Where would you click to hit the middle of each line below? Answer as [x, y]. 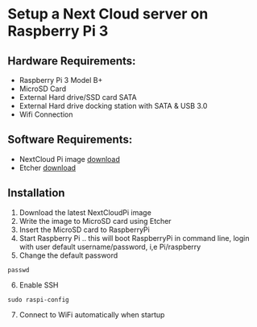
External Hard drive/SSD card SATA [78, 97]
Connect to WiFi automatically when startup [92, 314]
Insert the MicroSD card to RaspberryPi [84, 230]
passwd [19, 270]
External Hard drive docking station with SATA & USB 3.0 [113, 106]
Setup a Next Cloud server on [108, 14]
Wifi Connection [46, 114]
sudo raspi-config [38, 300]
